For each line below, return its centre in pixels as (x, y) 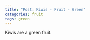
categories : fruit (24, 14)
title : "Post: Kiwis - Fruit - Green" (45, 10)
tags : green (17, 19)
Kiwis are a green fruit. (28, 33)
